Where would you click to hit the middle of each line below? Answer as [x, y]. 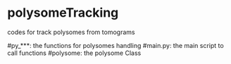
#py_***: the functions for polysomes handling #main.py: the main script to [115, 45]
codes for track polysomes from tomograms [71, 32]
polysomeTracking [63, 13]
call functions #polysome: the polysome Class [74, 53]
